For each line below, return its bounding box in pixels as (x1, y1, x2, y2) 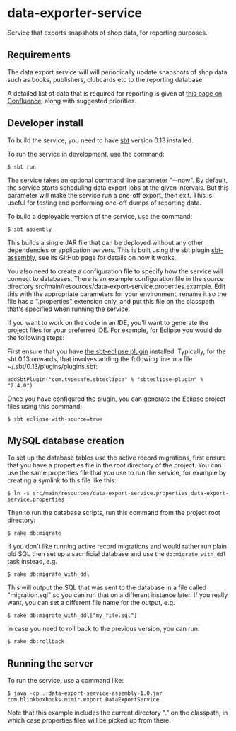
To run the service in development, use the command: (7, 149, 165, 158)
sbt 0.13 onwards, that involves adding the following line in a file (7, 354, 193, 363)
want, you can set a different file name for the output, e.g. (7, 599, 175, 607)
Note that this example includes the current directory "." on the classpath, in (7, 708, 228, 717)
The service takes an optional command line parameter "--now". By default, (7, 176, 228, 184)
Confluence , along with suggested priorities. (7, 96, 137, 105)
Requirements (7, 49, 71, 61)
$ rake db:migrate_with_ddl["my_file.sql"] (7, 612, 138, 619)
